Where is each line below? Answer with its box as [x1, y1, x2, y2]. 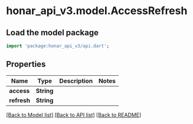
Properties [6, 59, 46, 69]
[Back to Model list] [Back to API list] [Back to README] [6, 111, 142, 118]
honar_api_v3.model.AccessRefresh [6, 4, 188, 18]
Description [58, 76, 93, 85]
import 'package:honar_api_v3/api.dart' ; [6, 43, 110, 49]
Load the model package [6, 28, 99, 38]
